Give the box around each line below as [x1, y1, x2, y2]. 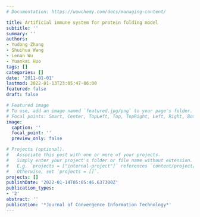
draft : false [6, 92, 39, 98]
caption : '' [11, 125, 42, 131]
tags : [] [6, 64, 28, 70]
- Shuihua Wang [6, 47, 44, 54]
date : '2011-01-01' [6, 75, 55, 81]
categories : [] [6, 69, 44, 75]
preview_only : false [11, 135, 62, 142]
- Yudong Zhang [6, 42, 44, 48]
